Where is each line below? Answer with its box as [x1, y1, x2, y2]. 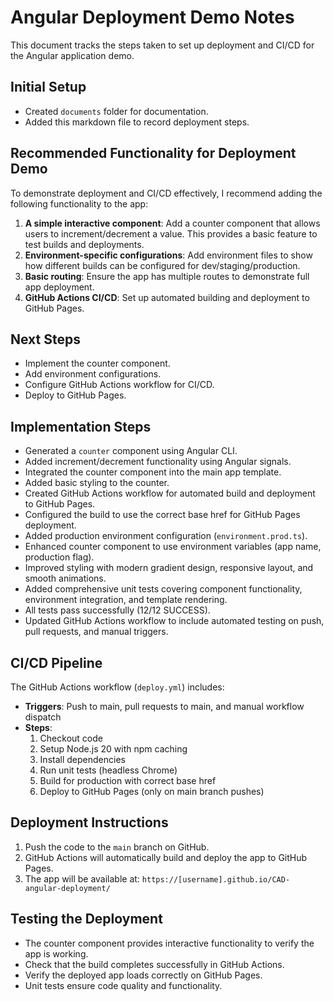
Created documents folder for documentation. [24, 105, 209, 117]
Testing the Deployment [10, 911, 163, 928]
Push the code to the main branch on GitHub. [24, 841, 210, 853]
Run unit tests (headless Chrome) [39, 764, 178, 776]
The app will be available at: [24, 872, 140, 885]
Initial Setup [10, 79, 87, 96]
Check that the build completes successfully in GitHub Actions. [24, 958, 285, 970]
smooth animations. [24, 572, 107, 585]
